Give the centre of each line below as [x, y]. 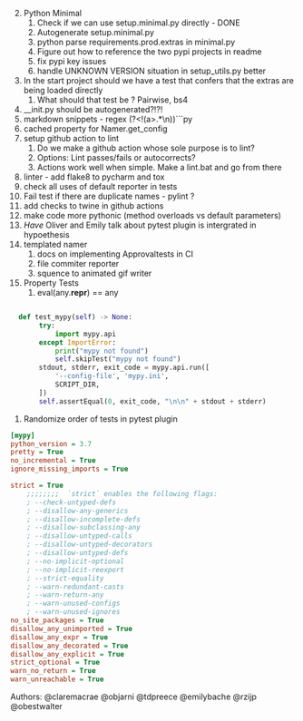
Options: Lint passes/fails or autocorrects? [116, 157]
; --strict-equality [65, 578]
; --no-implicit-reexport [76, 570]
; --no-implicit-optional [76, 561]
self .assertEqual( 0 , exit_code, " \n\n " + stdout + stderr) [152, 401]
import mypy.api [86, 334]
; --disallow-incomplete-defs [84, 519]
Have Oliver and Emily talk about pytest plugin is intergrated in [140, 225]
